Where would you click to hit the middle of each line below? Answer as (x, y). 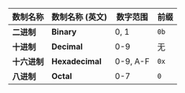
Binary (64, 32)
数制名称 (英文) (80, 17)
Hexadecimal (77, 61)
